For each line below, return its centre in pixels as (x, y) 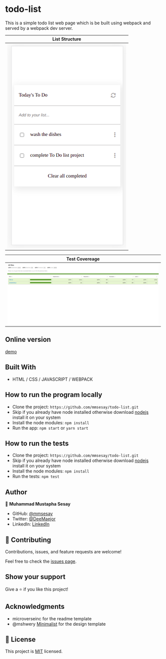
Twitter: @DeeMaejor (34, 519)
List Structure (67, 39)
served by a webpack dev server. (39, 28)
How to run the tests (37, 443)
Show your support (35, 577)
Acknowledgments (35, 607)
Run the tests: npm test (36, 476)
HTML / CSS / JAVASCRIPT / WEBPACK (52, 379)
